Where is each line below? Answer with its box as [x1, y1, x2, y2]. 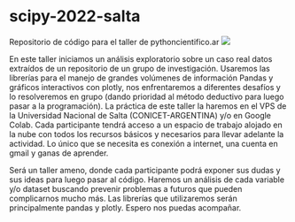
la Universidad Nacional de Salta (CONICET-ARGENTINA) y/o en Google [9, 110, 272, 120]
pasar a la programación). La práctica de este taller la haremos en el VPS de [9, 100, 287, 111]
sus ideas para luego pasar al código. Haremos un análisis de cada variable [9, 174, 285, 185]
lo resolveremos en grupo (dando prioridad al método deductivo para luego [9, 91, 284, 102]
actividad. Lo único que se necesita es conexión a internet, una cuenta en [9, 138, 278, 149]
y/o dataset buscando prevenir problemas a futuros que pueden [9, 183, 243, 194]
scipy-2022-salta [9, 6, 141, 27]
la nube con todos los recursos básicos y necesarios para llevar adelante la [9, 128, 284, 139]
